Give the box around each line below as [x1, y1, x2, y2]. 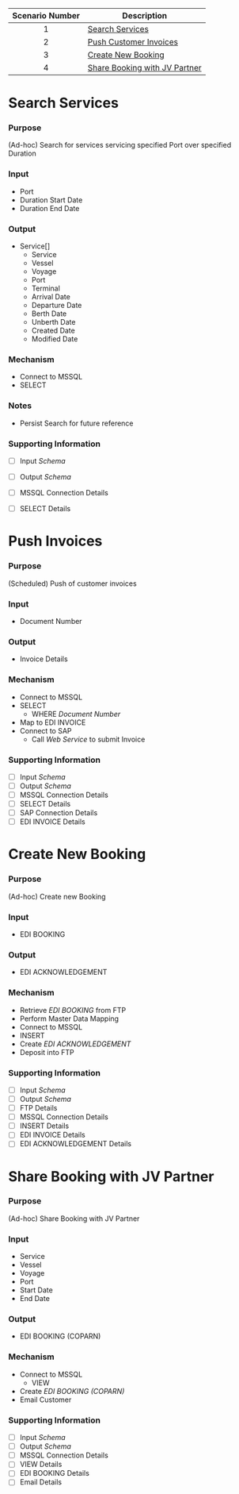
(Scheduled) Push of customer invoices [8, 579, 137, 588]
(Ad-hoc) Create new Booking [8, 891, 106, 901]
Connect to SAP [19, 726, 72, 735]
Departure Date [31, 301, 82, 310]
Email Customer [19, 1395, 72, 1404]
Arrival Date [31, 292, 71, 302]
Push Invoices [8, 532, 103, 550]
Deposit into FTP [19, 1047, 75, 1057]
